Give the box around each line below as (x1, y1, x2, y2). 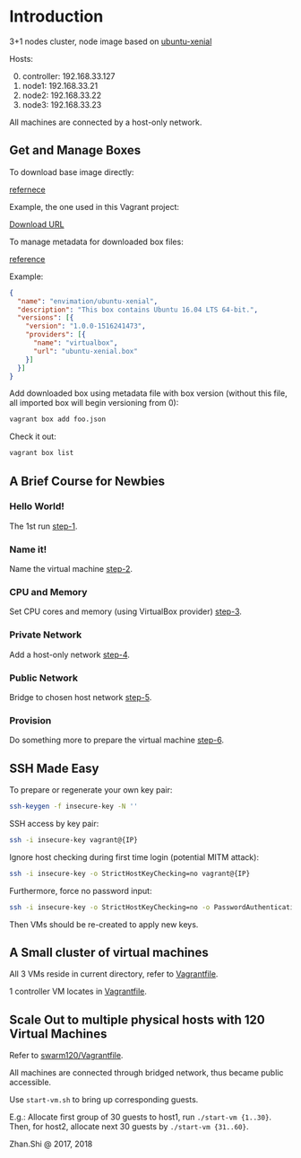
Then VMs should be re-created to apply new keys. (9, 918, 199, 930)
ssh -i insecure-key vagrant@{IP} (9, 835, 139, 845)
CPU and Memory (9, 586, 88, 599)
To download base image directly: (9, 166, 134, 177)
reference (9, 253, 46, 264)
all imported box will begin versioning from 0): (9, 398, 179, 408)
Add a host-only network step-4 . (9, 649, 130, 660)
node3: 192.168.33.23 (21, 99, 102, 110)
